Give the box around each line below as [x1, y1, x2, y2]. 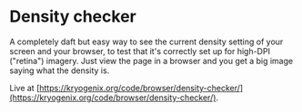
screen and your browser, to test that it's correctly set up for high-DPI [9, 45, 271, 56]
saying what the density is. [9, 65, 110, 76]
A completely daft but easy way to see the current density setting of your [9, 36, 284, 47]
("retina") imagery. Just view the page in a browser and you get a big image [9, 55, 294, 66]
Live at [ [9, 82, 40, 93]
